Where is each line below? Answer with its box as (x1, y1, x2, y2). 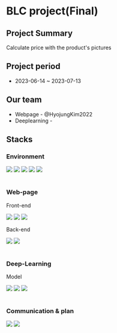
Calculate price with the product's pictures (6, 44, 112, 51)
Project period (6, 61, 61, 71)
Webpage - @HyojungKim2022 (14, 110, 93, 118)
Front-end (6, 202, 31, 209)
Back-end (6, 226, 31, 233)
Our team (6, 95, 42, 105)
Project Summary (6, 28, 73, 38)
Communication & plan (6, 307, 74, 315)
